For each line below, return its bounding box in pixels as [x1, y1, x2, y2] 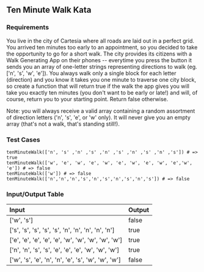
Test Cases [6, 135, 41, 144]
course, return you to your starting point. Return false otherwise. [6, 95, 169, 102]
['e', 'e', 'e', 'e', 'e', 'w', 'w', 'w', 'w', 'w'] [9, 236, 123, 245]
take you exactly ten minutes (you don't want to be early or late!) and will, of [6, 88, 198, 96]
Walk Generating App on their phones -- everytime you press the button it [6, 56, 192, 63]
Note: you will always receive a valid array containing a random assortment [6, 107, 195, 115]
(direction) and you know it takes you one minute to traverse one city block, [6, 76, 197, 83]
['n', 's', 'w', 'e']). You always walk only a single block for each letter [6, 70, 177, 77]
